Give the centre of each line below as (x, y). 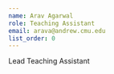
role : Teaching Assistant (51, 23)
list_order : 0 (32, 38)
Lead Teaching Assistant (49, 61)
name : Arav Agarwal (41, 16)
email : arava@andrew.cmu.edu (57, 31)
